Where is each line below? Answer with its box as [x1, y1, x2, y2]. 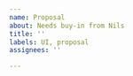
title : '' [9, 29, 46, 38]
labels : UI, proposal [9, 37, 90, 47]
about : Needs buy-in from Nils [9, 21, 125, 30]
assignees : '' [9, 46, 62, 55]
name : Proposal [9, 12, 66, 22]
